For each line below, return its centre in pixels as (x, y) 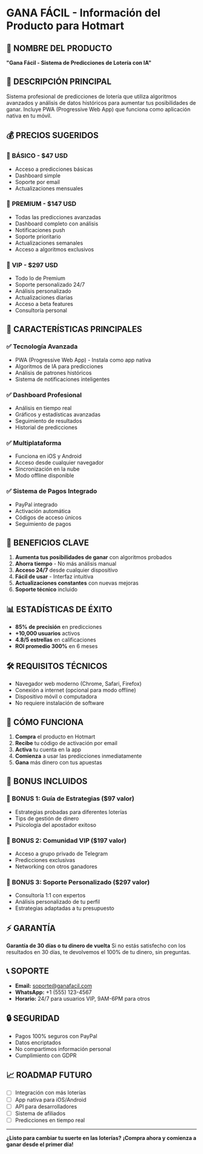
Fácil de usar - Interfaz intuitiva (54, 577)
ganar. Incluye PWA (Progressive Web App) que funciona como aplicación (98, 109)
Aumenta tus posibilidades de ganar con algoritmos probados (93, 557)
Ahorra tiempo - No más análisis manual (66, 564)
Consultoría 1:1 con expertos (50, 895)
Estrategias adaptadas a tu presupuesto (65, 908)
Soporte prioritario (38, 236)
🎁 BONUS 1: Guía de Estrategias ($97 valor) (70, 798)
